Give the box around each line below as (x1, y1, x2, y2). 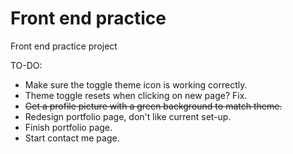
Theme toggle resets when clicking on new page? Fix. (24, 89, 248, 101)
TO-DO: (10, 59, 43, 71)
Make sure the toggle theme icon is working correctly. (24, 78, 248, 91)
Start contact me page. (24, 132, 120, 144)
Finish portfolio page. (24, 121, 113, 133)
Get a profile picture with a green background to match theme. (24, 100, 283, 112)
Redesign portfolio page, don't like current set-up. (24, 110, 232, 122)
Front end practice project (10, 40, 118, 52)
